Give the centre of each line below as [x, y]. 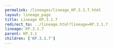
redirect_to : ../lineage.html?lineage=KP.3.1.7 [56, 24]
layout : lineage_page [28, 15]
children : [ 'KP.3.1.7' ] [30, 39]
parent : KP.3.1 [21, 34]
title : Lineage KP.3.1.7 [31, 19]
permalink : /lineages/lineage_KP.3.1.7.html [53, 10]
